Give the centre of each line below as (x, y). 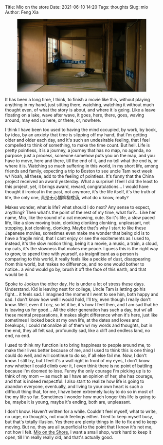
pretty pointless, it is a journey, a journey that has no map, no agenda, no (78, 150)
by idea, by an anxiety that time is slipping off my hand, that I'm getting (76, 135)
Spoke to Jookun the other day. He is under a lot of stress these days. (75, 284)
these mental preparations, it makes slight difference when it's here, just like (81, 315)
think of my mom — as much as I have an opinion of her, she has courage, (79, 376)
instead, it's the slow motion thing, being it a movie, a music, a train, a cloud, (81, 243)
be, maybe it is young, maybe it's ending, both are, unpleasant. (68, 402)
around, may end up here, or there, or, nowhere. (53, 120)
